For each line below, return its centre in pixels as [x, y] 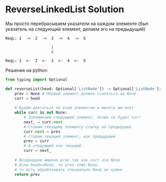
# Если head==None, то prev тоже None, [57, 165]
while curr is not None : [41, 113]
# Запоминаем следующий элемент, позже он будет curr [82, 118]
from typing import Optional [36, 79]
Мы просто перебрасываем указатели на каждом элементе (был [77, 24]
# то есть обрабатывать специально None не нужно [69, 170]
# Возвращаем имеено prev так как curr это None [67, 160]
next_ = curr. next [43, 122]
